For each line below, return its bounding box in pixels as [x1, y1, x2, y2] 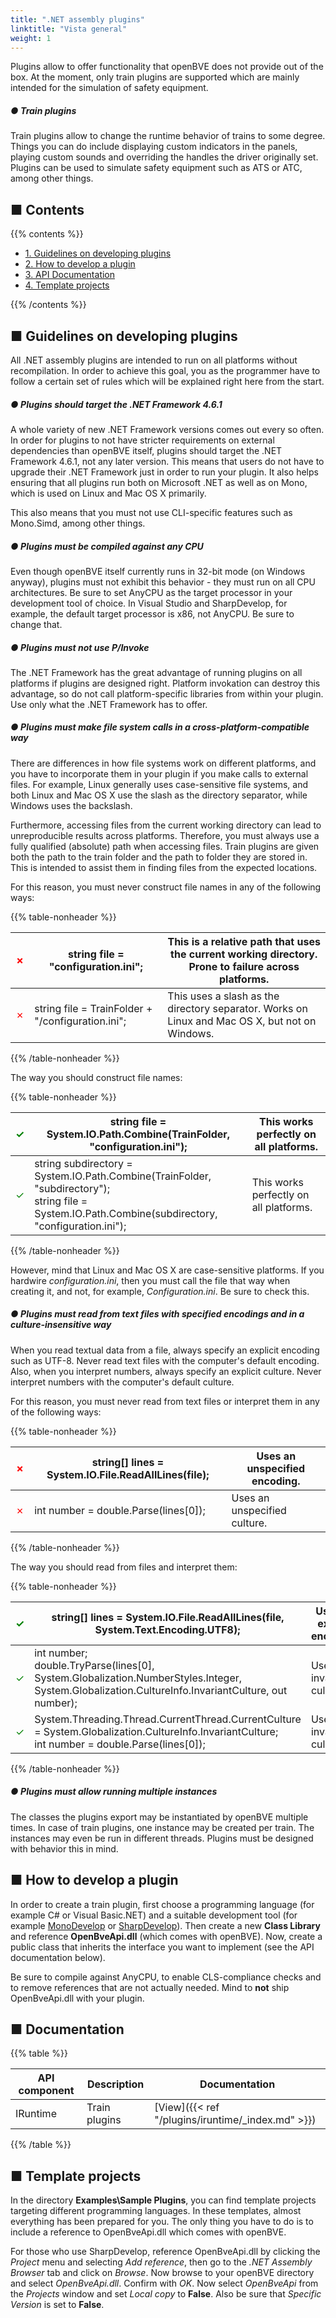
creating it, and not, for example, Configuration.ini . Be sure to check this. [10, 1285, 310, 1297]
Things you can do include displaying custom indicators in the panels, [10, 141, 298, 153]
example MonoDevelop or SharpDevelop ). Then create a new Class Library [10, 1919, 321, 1931]
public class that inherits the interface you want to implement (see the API [10, 1941, 315, 1953]
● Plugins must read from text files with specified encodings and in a [10, 1308, 305, 1320]
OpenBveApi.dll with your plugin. [10, 1992, 145, 2004]
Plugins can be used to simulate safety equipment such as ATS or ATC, [10, 162, 303, 174]
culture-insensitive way [10, 1319, 112, 1331]
